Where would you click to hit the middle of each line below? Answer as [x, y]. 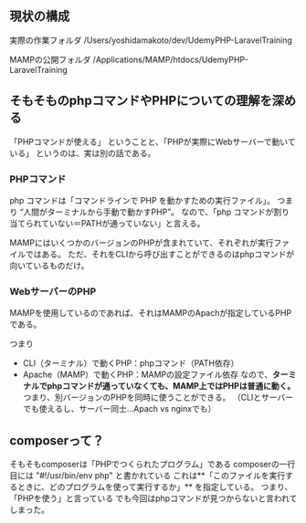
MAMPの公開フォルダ [50, 59]
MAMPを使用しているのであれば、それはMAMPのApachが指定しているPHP [151, 313]
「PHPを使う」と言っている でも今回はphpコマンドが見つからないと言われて [153, 498]
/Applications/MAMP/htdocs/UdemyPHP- [170, 59]
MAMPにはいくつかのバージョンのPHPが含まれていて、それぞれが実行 [142, 242]
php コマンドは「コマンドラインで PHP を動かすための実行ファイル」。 [142, 200]
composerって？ [57, 440]
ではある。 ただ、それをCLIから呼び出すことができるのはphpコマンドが [160, 254]
